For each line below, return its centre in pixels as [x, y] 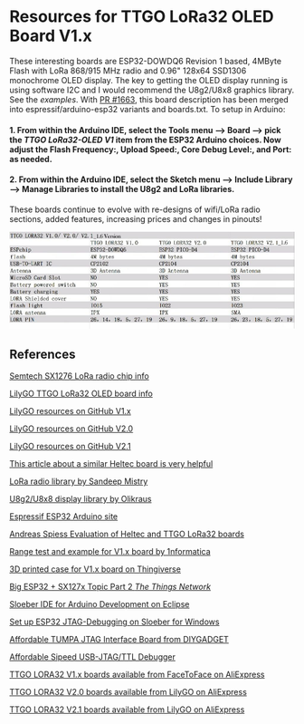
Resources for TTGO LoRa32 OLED [142, 17]
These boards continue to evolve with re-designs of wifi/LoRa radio [135, 209]
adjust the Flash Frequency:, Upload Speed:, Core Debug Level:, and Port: [151, 149]
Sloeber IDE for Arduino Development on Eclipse [100, 604]
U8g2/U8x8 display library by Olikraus [81, 499]
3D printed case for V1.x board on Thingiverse [95, 569]
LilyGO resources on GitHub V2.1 [70, 447]
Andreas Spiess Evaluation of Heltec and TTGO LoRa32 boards [127, 534]
